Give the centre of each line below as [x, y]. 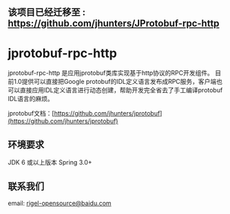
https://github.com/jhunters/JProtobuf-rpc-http [114, 24]
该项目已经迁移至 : [46, 12]
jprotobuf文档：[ [31, 114]
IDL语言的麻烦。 [31, 99]
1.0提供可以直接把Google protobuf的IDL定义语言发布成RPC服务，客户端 [115, 82]
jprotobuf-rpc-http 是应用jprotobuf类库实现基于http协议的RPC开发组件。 [111, 73]
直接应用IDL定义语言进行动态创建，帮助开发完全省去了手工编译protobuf [121, 90]
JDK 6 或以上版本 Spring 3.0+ [50, 162]
